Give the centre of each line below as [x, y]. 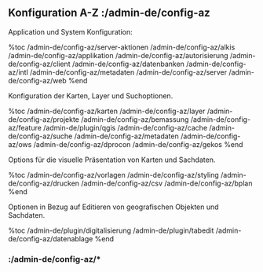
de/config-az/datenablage [51, 238]
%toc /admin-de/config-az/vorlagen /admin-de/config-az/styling [114, 175]
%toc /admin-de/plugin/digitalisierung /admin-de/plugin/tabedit [111, 230]
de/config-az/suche [40, 136]
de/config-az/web [37, 80]
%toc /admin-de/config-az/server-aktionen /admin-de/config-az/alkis [122, 47]
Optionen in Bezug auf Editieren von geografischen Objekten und [113, 207]
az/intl [18, 72]
